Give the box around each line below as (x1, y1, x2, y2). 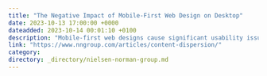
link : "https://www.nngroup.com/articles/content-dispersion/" (8, 41, 222, 49)
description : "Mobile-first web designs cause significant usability (8, 33, 244, 42)
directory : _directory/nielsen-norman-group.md (8, 56, 169, 64)
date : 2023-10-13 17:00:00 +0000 (8, 19, 119, 27)
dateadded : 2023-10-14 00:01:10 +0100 (8, 26, 137, 34)
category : (8, 48, 41, 56)
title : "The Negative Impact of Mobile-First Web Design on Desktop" (8, 11, 244, 20)
